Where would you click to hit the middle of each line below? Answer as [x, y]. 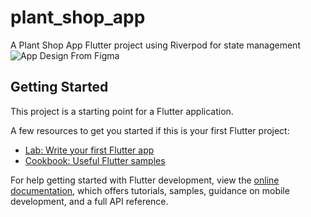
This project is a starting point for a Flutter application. [122, 111]
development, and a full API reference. [89, 201]
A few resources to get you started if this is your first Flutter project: [150, 130]
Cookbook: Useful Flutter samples [95, 160]
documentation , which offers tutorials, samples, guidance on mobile [150, 190]
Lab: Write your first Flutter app [89, 150]
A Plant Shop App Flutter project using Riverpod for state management [155, 45]
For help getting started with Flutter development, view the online [145, 180]
